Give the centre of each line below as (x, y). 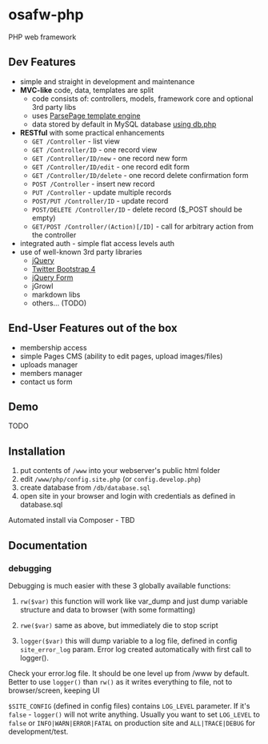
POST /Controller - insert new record (93, 184)
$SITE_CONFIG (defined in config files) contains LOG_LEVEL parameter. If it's (129, 706)
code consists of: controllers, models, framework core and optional (142, 99)
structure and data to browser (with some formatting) (108, 609)
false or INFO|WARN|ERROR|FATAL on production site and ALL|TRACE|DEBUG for (132, 722)
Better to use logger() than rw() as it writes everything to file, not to (120, 681)
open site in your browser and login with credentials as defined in (128, 496)
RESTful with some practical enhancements (92, 132)
